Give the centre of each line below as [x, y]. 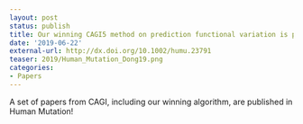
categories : [32, 68]
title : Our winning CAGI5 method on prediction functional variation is [149, 34]
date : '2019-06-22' [46, 43]
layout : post [34, 18]
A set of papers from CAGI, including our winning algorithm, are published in [151, 102]
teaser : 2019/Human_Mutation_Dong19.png [87, 59]
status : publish [40, 26]
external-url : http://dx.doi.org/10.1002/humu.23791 [110, 51]
